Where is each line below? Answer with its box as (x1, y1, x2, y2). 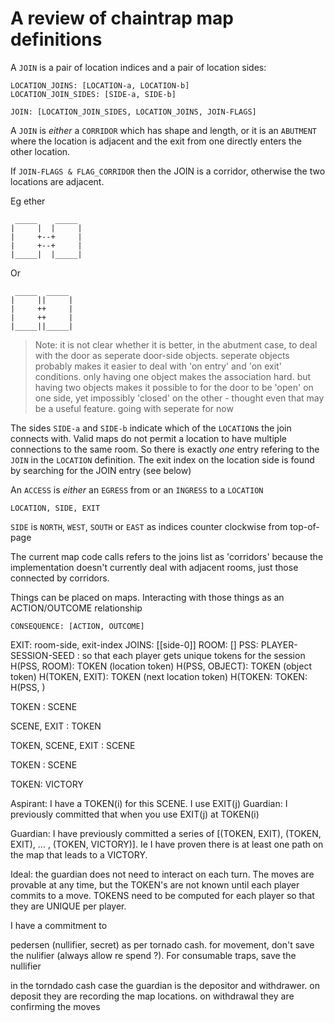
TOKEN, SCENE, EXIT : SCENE (10, 739, 136, 751)
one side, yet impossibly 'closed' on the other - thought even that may (34, 392, 325, 404)
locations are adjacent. (10, 175, 105, 187)
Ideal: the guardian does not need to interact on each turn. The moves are (10, 868, 315, 880)
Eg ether (10, 195, 46, 207)
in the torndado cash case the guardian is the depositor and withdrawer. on (10, 979, 320, 991)
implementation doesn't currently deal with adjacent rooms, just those (10, 561, 299, 573)
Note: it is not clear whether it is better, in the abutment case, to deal (34, 338, 318, 351)
